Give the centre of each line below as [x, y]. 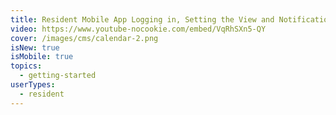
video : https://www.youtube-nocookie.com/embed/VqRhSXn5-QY [138, 29]
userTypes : [33, 85]
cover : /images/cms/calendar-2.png [84, 38]
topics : [26, 66]
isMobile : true [42, 57]
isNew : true [35, 47]
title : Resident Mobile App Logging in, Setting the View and [142, 19]
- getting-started [58, 76]
